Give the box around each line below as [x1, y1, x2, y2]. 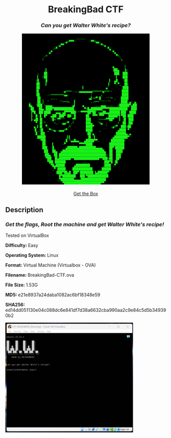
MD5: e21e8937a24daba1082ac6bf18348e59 [5, 292, 101, 298]
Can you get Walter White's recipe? [40, 22, 131, 29]
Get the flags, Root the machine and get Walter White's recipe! [5, 221, 164, 228]
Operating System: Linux [5, 252, 59, 258]
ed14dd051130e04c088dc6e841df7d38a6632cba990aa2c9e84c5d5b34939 [5, 307, 166, 313]
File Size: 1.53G [5, 282, 38, 288]
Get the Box [73, 190, 99, 197]
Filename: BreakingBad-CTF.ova [5, 272, 75, 278]
